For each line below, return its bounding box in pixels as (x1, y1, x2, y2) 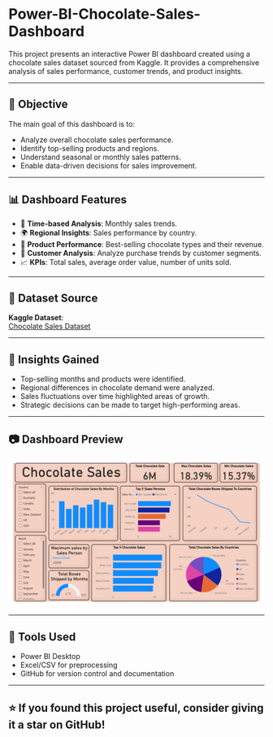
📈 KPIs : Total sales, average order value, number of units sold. (19, 257, 232, 267)
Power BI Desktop (19, 652, 80, 661)
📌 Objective (8, 98, 68, 111)
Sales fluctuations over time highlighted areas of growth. (19, 392, 210, 401)
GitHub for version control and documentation (19, 669, 175, 678)
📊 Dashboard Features (8, 193, 128, 207)
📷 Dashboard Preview (8, 432, 123, 446)
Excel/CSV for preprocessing (19, 660, 118, 670)
